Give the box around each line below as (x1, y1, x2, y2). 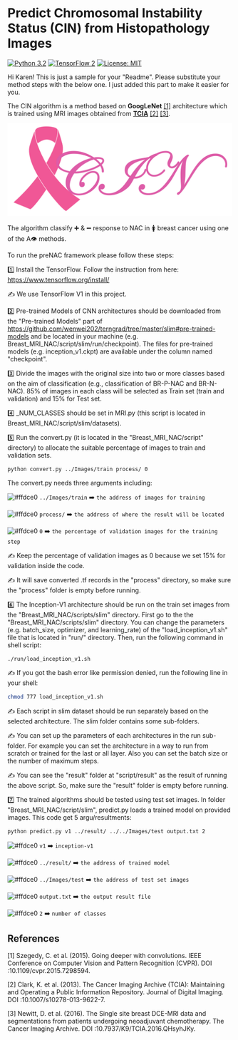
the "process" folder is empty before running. (7, 586, 141, 594)
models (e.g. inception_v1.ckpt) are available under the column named (7, 347, 212, 356)
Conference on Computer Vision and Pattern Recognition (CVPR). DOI (7, 959, 212, 967)
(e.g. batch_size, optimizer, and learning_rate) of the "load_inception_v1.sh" (7, 625, 228, 634)
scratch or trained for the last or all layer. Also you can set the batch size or (7, 749, 228, 758)
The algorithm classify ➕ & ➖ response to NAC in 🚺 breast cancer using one (7, 223, 229, 232)
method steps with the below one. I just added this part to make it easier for (7, 80, 229, 88)
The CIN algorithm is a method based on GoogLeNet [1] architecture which (7, 101, 228, 110)
